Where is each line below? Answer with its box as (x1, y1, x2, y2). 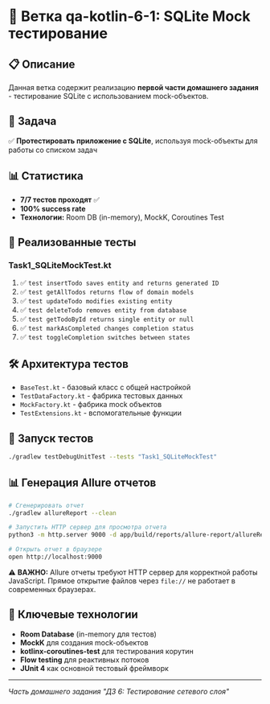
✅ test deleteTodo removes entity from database (19, 305, 187, 315)
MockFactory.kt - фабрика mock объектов (19, 400, 162, 410)
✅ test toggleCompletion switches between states (19, 332, 190, 342)
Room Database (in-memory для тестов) (19, 629, 157, 639)
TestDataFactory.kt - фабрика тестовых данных (19, 391, 183, 401)
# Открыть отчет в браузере (8, 545, 103, 554)
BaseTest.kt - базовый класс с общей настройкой (19, 382, 191, 393)
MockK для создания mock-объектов (19, 637, 149, 647)
